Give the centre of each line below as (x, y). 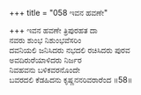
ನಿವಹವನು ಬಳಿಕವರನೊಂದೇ (45, 70)
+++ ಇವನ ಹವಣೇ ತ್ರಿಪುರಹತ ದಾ (54, 30)
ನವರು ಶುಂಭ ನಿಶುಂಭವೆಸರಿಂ (45, 40)
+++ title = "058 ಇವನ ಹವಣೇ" (59, 13)
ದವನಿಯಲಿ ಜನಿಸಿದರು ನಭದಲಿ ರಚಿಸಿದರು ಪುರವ (70, 50)
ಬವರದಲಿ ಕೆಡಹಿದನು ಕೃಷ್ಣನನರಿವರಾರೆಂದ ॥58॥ (71, 80)
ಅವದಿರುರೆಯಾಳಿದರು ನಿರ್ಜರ (45, 60)
